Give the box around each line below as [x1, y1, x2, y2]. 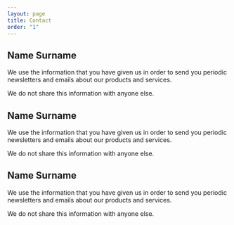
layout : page [7, 10, 46, 18]
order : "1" [7, 23, 39, 30]
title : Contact [7, 17, 52, 24]
